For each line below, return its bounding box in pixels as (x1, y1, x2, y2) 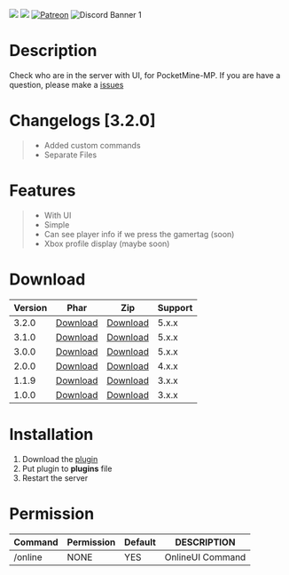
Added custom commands (43, 140, 141, 150)
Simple (43, 219, 70, 230)
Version (13, 301, 48, 314)
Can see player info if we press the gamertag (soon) (43, 228, 235, 239)
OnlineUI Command (164, 551, 246, 563)
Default (123, 536, 157, 548)
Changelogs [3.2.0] (9, 111, 156, 131)
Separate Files (43, 149, 98, 160)
